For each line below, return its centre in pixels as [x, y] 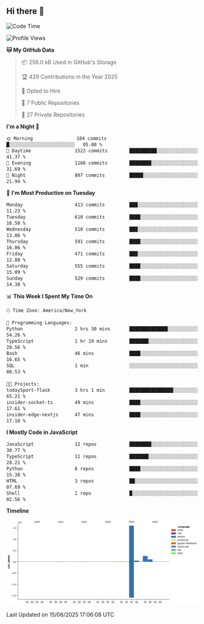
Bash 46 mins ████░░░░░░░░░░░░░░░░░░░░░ [102, 353]
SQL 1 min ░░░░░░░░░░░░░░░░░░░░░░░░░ [102, 365]
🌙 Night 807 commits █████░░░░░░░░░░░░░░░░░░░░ [102, 175]
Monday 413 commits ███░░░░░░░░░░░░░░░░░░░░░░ [102, 205]
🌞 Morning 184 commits [56, 139]
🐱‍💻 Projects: [23, 384]
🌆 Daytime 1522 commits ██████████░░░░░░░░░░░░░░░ [102, 151]
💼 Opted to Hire [41, 91]
